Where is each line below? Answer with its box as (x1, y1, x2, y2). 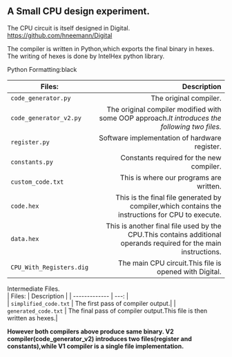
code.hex (10, 202, 39, 210)
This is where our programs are (119, 173, 222, 182)
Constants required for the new (120, 153, 222, 162)
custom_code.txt (10, 177, 64, 186)
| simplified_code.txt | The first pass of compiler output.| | (7, 299, 176, 307)
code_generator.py (10, 94, 71, 102)
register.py (10, 138, 50, 146)
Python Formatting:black (7, 65, 77, 73)
